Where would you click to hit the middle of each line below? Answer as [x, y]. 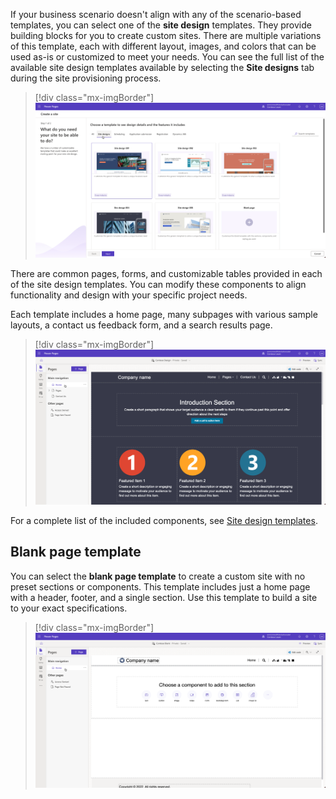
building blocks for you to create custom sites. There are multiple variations [166, 35]
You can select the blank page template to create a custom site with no [158, 576]
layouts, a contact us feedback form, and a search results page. [141, 325]
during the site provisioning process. [86, 78]
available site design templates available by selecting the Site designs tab [162, 67]
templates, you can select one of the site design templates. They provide [161, 25]
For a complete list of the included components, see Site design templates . [164, 520]
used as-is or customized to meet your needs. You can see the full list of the [167, 57]
